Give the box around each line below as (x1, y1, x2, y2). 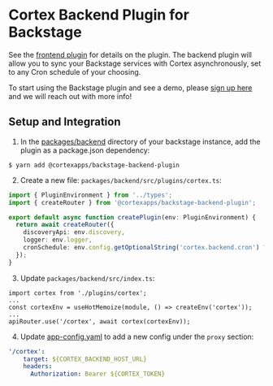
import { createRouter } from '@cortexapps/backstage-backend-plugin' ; (8, 198, 256, 206)
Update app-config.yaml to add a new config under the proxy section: (19, 332, 254, 341)
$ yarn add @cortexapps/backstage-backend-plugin (8, 161, 180, 169)
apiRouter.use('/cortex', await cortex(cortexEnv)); (8, 317, 191, 326)
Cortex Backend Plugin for (8, 6, 189, 24)
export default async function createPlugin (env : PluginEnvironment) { (8, 213, 256, 221)
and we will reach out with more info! (8, 91, 132, 101)
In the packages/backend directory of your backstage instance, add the (19, 137, 261, 146)
